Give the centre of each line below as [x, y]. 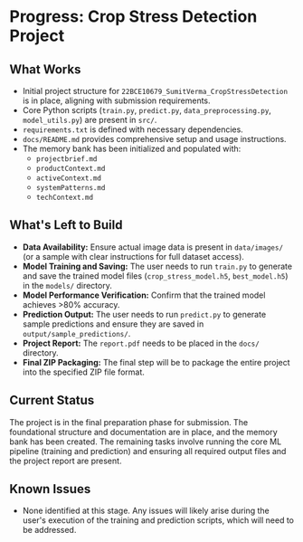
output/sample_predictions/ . [76, 333]
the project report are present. [66, 461]
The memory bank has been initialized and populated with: [132, 148]
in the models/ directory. [67, 285]
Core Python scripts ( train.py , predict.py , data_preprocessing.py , [147, 110]
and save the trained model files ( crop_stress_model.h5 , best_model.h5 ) [155, 276]
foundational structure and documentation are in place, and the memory [143, 432]
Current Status [52, 400]
